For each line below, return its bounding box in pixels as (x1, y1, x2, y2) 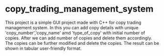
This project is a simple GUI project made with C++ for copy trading (5, 19, 141, 25)
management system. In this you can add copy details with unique (5, 24, 139, 30)
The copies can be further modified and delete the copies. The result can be (5, 40, 159, 46)
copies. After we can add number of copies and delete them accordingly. (5, 35, 153, 41)
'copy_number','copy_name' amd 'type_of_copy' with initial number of (5, 30, 145, 36)
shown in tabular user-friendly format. (5, 45, 82, 51)
